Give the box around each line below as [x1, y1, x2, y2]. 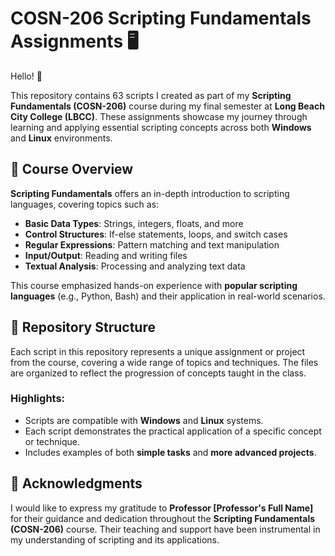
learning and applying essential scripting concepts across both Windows [10, 121, 312, 133]
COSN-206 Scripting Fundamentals [10, 7, 312, 30]
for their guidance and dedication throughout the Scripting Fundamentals [10, 512, 316, 524]
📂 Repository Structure [10, 319, 156, 336]
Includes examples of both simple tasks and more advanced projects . [24, 446, 317, 458]
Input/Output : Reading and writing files [24, 249, 188, 261]
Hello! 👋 [10, 70, 43, 82]
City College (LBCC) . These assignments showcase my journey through [10, 110, 308, 122]
